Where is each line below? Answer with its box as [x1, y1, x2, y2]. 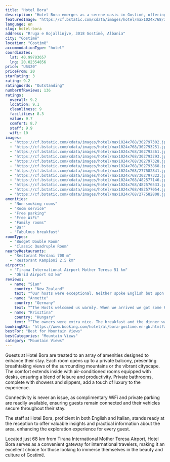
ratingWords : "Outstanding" [5, 83, 65, 88]
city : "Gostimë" [5, 36, 39, 41]
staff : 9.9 [10, 126, 33, 131]
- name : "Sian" [10, 282, 42, 287]
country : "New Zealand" [14, 286, 65, 291]
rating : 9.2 [5, 78, 30, 83]
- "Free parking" [10, 210, 47, 216]
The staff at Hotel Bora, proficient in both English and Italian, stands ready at [5, 415, 164, 421]
